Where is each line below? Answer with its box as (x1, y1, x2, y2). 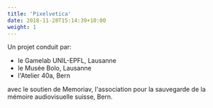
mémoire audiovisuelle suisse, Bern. (7, 92, 113, 101)
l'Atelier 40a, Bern (17, 71, 71, 80)
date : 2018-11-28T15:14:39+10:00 (7, 17, 106, 24)
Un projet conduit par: (7, 43, 72, 52)
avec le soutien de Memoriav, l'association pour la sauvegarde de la (7, 85, 206, 94)
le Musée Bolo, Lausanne (17, 64, 92, 73)
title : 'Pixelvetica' (7, 10, 72, 18)
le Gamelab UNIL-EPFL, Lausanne (17, 56, 117, 65)
